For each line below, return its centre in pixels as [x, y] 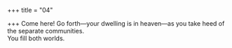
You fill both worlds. [36, 38]
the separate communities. [46, 31]
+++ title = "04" [30, 10]
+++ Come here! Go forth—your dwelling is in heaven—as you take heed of [116, 23]
